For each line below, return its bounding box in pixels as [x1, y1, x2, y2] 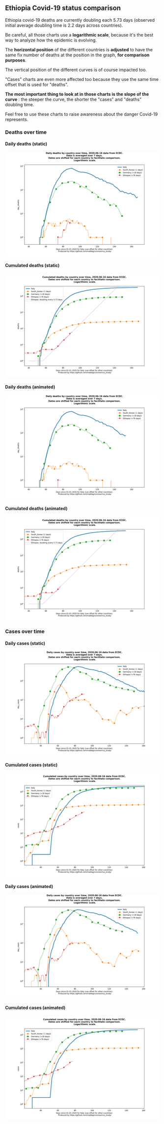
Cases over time [5, 628, 45, 635]
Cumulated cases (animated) [5, 1005, 66, 1011]
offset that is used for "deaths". [5, 81, 69, 87]
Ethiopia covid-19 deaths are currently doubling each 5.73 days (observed [5, 17, 155, 23]
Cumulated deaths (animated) [5, 505, 68, 511]
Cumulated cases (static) [5, 762, 58, 768]
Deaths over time [5, 128, 47, 135]
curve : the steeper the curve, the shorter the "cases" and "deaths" [5, 96, 142, 102]
